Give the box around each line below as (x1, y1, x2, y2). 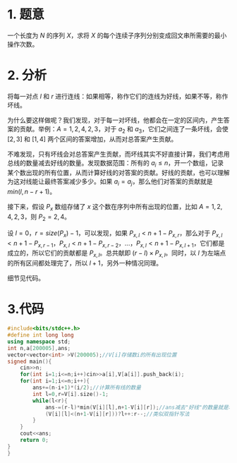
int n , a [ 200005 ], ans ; (7, 344, 71, 351)
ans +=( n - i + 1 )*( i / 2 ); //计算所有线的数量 (32, 384, 141, 392)
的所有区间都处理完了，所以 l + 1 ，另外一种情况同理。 (7, 259, 163, 267)
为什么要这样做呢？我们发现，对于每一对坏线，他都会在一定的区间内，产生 (7, 116, 224, 124)
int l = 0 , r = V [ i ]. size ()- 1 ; (32, 390, 109, 397)
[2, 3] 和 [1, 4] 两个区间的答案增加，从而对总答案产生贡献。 (7, 135, 178, 143)
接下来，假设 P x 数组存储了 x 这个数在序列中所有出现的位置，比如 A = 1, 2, (7, 203, 223, 212)
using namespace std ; (7, 338, 71, 345)
